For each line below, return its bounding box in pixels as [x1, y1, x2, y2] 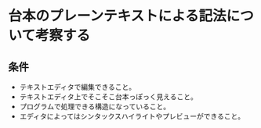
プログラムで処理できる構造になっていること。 [19, 102, 171, 111]
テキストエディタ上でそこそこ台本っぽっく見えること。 [19, 92, 198, 101]
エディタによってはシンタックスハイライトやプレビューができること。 [19, 112, 245, 121]
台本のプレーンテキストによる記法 [8, 7, 227, 25]
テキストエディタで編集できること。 [19, 83, 136, 91]
